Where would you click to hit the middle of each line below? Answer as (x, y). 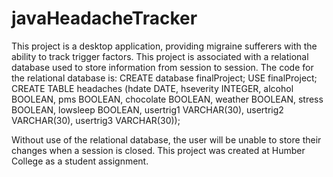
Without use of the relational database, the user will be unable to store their (166, 139)
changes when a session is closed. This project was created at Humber (158, 150)
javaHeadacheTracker (104, 18)
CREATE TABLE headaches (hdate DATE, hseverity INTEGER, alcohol (152, 88)
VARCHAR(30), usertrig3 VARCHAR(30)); (96, 120)
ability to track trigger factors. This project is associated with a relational (160, 56)
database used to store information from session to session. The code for (162, 67)
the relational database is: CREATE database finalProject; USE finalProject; (164, 78)
